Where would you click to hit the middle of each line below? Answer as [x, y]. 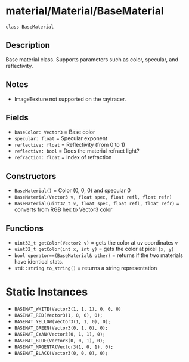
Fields [17, 117]
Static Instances [47, 292]
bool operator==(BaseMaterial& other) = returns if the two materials [98, 255]
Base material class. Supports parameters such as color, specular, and [92, 59]
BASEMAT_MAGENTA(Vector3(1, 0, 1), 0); [64, 347]
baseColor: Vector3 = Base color [55, 132]
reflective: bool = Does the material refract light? [77, 151]
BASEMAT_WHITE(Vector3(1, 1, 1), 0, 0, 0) [68, 309]
